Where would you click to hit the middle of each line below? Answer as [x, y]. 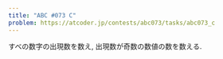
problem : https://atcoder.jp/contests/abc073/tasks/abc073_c [112, 23]
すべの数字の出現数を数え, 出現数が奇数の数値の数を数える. [105, 46]
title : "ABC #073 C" [43, 15]
